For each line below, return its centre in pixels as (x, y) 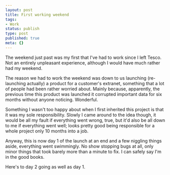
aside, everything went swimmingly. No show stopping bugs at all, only (79, 146)
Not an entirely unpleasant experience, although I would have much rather (83, 63)
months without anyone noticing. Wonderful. (52, 99)
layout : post (19, 10)
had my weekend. (24, 68)
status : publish (22, 29)
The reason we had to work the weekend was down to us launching (76, 78)
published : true (22, 39)
